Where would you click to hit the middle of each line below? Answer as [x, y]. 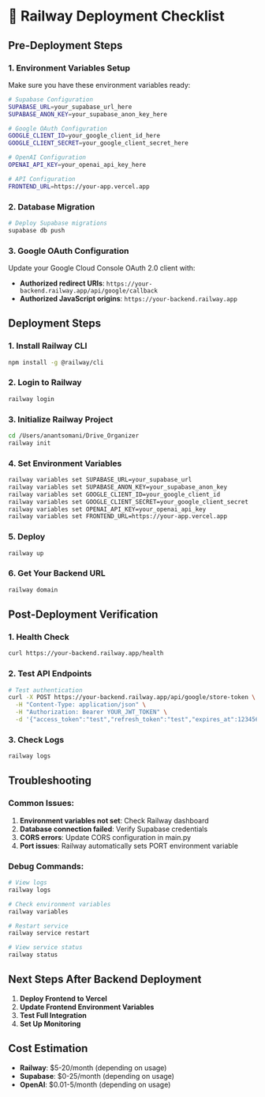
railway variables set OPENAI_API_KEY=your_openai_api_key [107, 509]
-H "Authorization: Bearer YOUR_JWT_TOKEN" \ [91, 712]
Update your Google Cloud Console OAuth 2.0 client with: [102, 267]
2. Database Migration [52, 206]
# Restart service [38, 926]
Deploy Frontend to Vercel [63, 998]
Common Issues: [41, 804]
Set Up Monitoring [50, 1023]
